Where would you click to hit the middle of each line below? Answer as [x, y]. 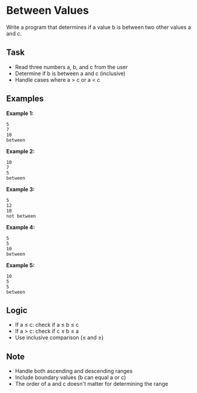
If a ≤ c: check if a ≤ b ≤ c [47, 325]
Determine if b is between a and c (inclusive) [70, 73]
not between [21, 216]
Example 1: [20, 113]
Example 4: [20, 227]
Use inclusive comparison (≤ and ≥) [59, 338]
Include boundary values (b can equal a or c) [70, 377]
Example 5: [20, 265]
